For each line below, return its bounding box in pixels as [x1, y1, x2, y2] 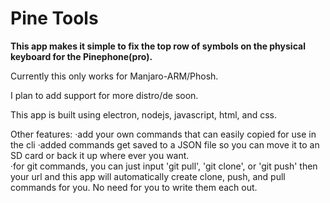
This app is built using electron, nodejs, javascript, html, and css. [10, 108, 277, 121]
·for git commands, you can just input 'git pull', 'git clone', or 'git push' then [10, 160, 318, 172]
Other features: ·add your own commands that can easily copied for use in [10, 128, 317, 140]
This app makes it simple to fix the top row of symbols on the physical [10, 40, 306, 52]
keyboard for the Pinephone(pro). [10, 50, 153, 62]
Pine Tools [10, 7, 99, 30]
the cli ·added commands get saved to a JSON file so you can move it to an [10, 138, 320, 151]
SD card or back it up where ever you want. [10, 149, 190, 161]
